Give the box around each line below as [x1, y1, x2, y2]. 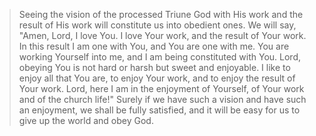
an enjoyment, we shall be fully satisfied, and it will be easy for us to [18, 104, 301, 116]
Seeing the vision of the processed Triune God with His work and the [18, 9, 304, 20]
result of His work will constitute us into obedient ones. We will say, [18, 19, 297, 31]
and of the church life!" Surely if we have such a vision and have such [18, 94, 307, 105]
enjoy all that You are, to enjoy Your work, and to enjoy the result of [18, 72, 296, 84]
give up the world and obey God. [18, 115, 154, 126]
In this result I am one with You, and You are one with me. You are [18, 40, 290, 52]
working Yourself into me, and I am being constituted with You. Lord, [18, 51, 302, 63]
